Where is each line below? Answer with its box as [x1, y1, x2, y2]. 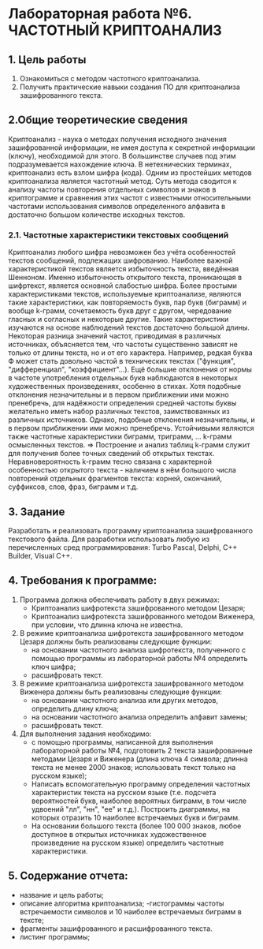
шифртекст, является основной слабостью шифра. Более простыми [8, 281, 238, 290]
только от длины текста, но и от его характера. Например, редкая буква [8, 348, 253, 357]
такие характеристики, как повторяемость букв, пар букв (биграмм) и [8, 297, 246, 308]
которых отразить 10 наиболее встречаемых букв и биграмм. [31, 813, 240, 822]
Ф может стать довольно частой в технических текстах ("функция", [8, 357, 236, 366]
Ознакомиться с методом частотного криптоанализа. [19, 74, 201, 83]
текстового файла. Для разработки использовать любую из [8, 534, 210, 544]
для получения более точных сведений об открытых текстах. [8, 449, 215, 458]
